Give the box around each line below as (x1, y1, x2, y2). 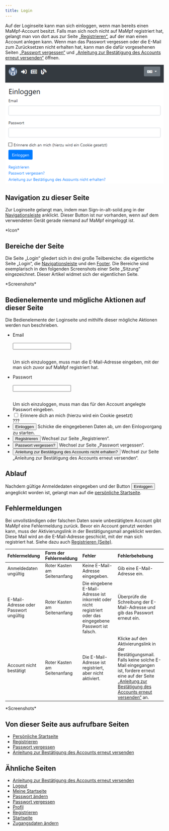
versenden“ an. (117, 694, 149, 700)
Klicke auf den (117, 635, 147, 641)
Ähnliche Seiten (5, 764, 56, 773)
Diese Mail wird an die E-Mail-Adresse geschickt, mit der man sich (5, 534, 143, 540)
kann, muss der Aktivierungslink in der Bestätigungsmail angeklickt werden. (5, 528, 162, 534)
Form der (45, 550, 65, 556)
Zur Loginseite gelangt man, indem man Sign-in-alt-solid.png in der (5, 207, 145, 213)
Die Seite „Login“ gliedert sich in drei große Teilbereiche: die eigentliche (5, 255, 154, 261)
